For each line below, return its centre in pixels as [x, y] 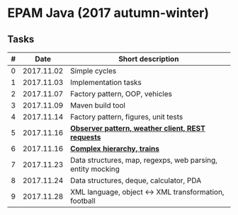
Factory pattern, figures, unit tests [126, 117]
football [83, 201]
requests [85, 137]
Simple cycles [93, 71]
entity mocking [95, 169]
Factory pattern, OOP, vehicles [121, 94]
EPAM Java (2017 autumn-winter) [108, 13]
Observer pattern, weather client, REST [137, 128]
